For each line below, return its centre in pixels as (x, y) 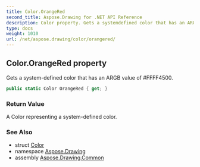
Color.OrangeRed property (57, 63)
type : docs (20, 28)
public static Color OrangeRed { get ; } (57, 89)
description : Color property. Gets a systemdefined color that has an (96, 23)
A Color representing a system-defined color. (62, 116)
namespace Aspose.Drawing (50, 152)
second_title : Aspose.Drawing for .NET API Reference (74, 17)
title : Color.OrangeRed (36, 12)
